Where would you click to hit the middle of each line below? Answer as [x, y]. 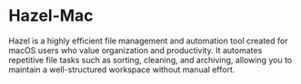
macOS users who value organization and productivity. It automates [135, 50]
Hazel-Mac [51, 16]
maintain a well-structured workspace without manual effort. [122, 70]
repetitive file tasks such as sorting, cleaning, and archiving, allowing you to [150, 60]
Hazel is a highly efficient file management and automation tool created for [148, 41]
